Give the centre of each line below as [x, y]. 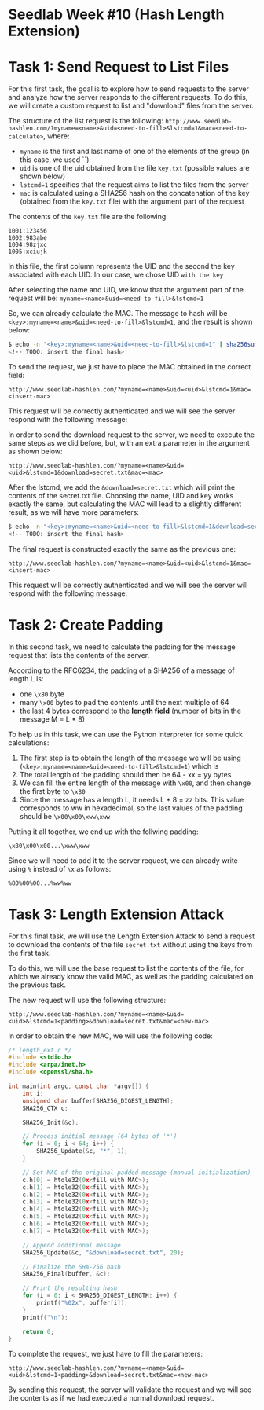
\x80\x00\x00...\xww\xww [49, 846]
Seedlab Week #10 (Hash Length [116, 15]
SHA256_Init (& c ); [51, 1122]
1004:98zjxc [27, 245]
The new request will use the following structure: [87, 1000]
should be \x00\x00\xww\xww [65, 816]
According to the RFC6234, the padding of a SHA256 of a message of [121, 670]
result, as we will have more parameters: [73, 512]
